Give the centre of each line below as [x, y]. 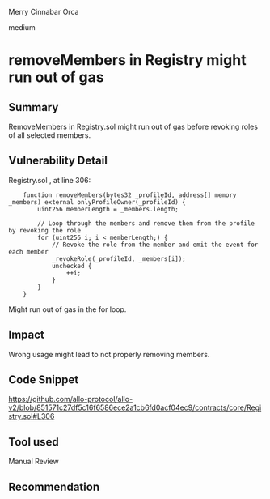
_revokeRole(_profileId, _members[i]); [118, 258]
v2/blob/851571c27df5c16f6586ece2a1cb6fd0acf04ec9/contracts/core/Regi [135, 407]
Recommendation [54, 486]
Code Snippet [44, 380]
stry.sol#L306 [32, 416]
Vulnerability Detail [58, 161]
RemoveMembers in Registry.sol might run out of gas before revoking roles [133, 126]
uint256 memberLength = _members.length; [108, 209]
